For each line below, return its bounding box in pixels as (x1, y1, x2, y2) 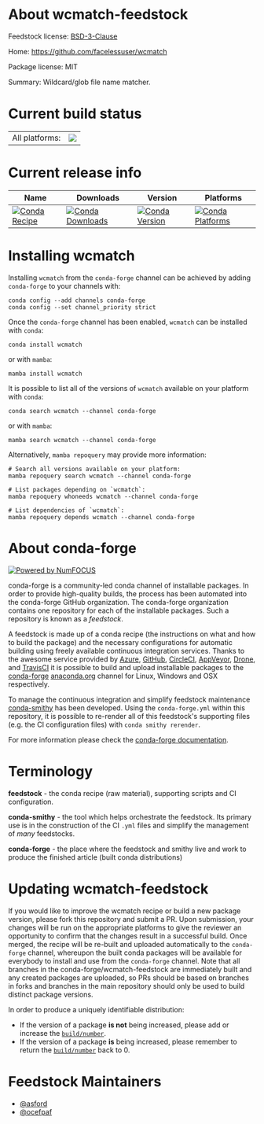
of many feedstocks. (8, 828, 75, 838)
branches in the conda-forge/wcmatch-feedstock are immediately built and (8, 964, 252, 974)
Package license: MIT (8, 61, 79, 72)
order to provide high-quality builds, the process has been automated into (8, 588, 247, 599)
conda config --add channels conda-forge (8, 297, 146, 304)
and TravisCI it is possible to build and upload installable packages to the (8, 662, 244, 672)
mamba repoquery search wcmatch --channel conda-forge (8, 472, 192, 480)
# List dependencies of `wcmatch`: (8, 506, 125, 514)
